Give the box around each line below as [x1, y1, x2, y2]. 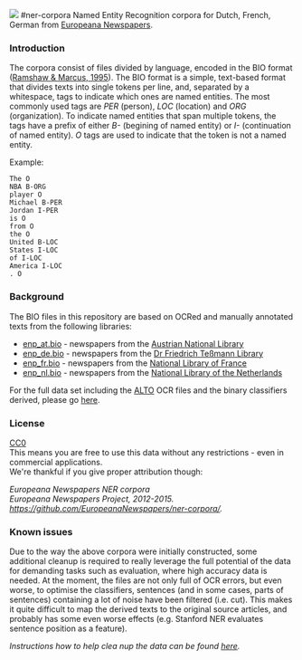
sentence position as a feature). [9, 623, 128, 634]
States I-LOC [9, 245, 59, 255]
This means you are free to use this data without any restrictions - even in [9, 446, 285, 457]
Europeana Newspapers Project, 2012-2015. [9, 493, 175, 504]
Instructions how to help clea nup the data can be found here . [9, 641, 241, 652]
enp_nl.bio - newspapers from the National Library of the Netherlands [22, 367, 283, 378]
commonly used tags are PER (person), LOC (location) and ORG [9, 100, 247, 112]
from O [9, 222, 34, 231]
